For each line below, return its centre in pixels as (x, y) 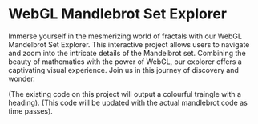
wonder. (22, 78)
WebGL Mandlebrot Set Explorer (117, 14)
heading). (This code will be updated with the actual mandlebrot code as (128, 102)
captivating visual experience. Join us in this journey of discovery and (123, 70)
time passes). (31, 111)
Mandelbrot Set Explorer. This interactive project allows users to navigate (129, 44)
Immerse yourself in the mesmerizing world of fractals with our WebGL (125, 36)
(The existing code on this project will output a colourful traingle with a (125, 94)
